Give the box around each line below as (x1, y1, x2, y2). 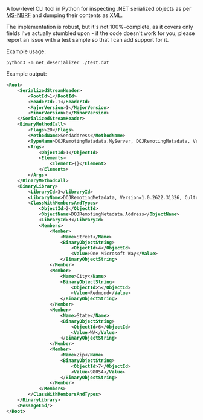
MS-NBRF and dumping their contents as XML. (6, 11, 123, 19)
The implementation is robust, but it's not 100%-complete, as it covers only (6, 24, 193, 30)
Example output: (6, 70, 47, 77)
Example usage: (6, 48, 47, 55)
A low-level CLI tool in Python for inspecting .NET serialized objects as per (6, 5, 192, 12)
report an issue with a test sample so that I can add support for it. (6, 36, 169, 43)
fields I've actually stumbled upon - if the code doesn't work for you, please (6, 30, 195, 37)
